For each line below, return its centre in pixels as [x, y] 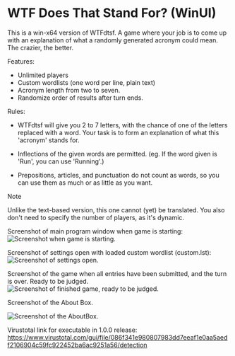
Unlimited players [43, 75]
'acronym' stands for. [48, 140]
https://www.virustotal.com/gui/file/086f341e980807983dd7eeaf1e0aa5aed [117, 337]
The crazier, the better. [41, 47]
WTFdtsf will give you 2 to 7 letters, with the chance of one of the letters [122, 125]
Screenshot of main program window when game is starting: [95, 231]
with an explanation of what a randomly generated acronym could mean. [113, 40]
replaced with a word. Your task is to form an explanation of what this [118, 132]
